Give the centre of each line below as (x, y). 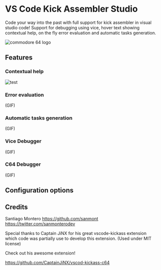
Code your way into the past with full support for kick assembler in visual (78, 22)
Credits (17, 207)
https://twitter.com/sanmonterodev (40, 224)
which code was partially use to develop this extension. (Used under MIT (78, 239)
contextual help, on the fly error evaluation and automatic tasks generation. (80, 33)
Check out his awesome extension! (40, 253)
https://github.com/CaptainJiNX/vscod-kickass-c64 (57, 263)
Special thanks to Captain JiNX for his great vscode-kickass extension (76, 233)
